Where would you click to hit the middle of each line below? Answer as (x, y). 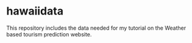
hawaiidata (35, 11)
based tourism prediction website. (49, 34)
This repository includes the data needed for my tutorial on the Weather (96, 28)
